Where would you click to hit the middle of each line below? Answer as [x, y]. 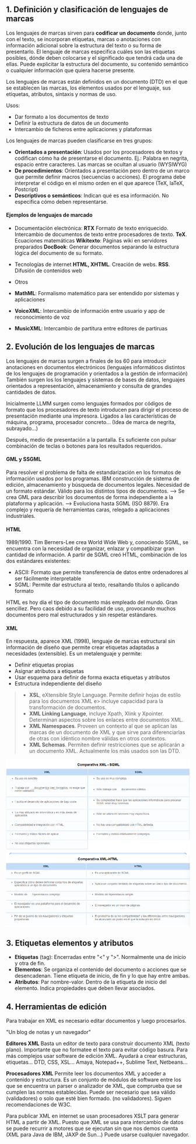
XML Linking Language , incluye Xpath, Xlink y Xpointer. [97, 713]
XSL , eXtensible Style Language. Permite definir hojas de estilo [105, 695]
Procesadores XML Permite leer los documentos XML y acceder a [86, 1074]
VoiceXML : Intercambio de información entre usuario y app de [90, 311]
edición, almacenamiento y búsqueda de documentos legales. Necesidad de [98, 485]
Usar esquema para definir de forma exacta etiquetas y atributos [92, 677]
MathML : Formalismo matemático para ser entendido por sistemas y [97, 293]
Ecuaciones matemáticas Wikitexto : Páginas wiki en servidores [91, 241]
